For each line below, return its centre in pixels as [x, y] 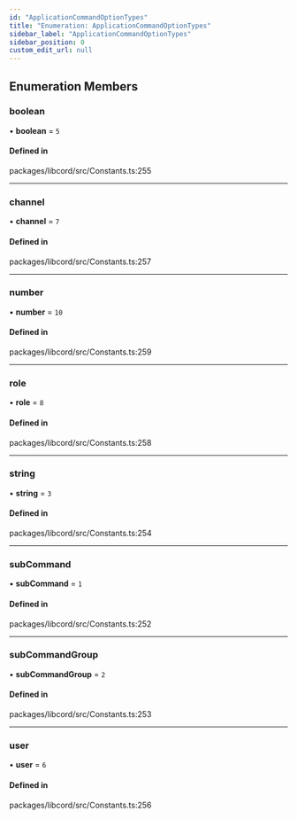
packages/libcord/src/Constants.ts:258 [80, 442]
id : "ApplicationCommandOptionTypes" [79, 17]
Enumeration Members [74, 86]
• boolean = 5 [34, 130]
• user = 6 [28, 765]
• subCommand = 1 [46, 584]
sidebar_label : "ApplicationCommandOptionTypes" [100, 34]
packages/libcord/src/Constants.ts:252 [80, 624]
